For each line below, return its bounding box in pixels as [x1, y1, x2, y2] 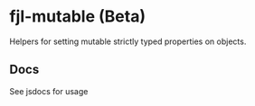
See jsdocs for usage [9, 85, 89, 96]
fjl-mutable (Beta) [9, 6, 146, 27]
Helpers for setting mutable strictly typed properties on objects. [9, 36, 247, 47]
